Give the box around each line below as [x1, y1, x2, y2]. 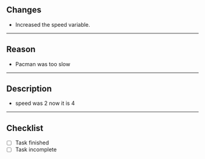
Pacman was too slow [15, 60, 71, 67]
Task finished [15, 139, 49, 146]
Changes [6, 5, 41, 15]
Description [6, 84, 52, 94]
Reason [6, 44, 36, 55]
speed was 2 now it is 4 [15, 100, 75, 107]
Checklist [6, 123, 44, 133]
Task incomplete [15, 146, 57, 154]
